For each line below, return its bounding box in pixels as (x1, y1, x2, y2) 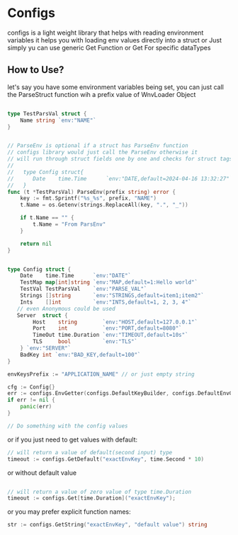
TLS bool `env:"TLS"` (33, 338, 138, 345)
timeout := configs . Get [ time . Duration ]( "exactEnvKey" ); (7, 495, 176, 502)
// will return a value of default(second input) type (7, 449, 173, 456)
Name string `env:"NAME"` (20, 117, 97, 124)
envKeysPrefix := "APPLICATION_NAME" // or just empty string (7, 370, 195, 378)
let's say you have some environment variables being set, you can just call (7, 83, 225, 91)
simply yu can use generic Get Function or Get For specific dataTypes (7, 43, 211, 52)
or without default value (7, 468, 76, 477)
